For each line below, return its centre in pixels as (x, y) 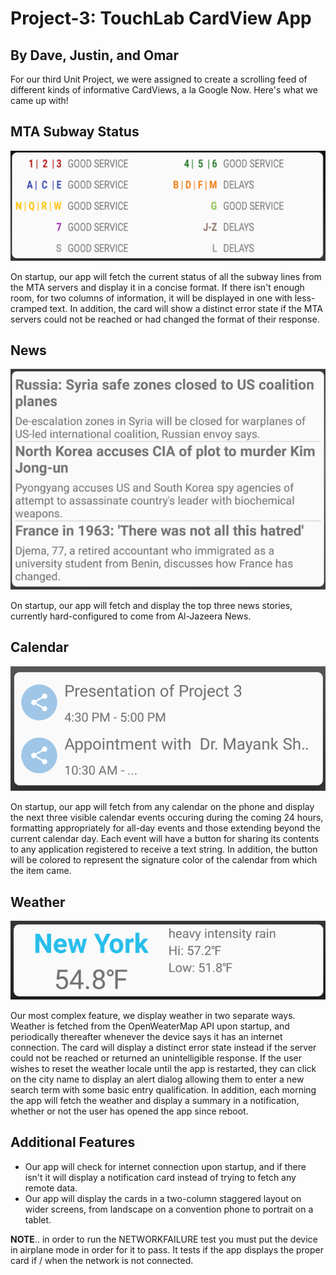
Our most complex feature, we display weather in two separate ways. (153, 1016)
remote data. (51, 1188)
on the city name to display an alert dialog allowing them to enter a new (157, 1079)
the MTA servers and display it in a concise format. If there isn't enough (157, 287)
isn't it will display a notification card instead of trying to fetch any (160, 1177)
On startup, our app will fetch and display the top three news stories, (151, 605)
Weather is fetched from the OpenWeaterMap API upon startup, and (150, 1026)
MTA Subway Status (75, 132)
